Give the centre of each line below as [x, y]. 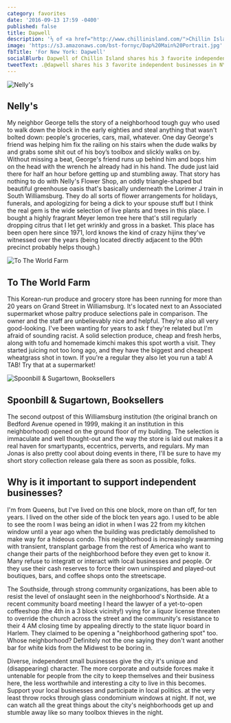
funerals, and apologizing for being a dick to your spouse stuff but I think [110, 204]
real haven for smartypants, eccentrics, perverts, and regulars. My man [108, 446]
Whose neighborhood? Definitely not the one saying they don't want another [115, 640]
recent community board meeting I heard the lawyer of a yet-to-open [105, 604]
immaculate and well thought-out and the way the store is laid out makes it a [115, 439]
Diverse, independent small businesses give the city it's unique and [102, 661]
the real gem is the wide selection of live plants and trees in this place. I [108, 210]
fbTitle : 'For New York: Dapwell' [57, 52]
